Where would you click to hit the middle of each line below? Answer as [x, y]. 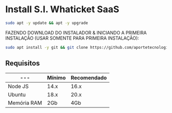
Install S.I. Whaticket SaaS [62, 9]
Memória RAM [25, 103]
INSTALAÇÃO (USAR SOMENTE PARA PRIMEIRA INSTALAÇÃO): [72, 38]
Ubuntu [17, 94]
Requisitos [23, 63]
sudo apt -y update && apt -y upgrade [47, 23]
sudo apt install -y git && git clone [47, 47]
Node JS [18, 86]
